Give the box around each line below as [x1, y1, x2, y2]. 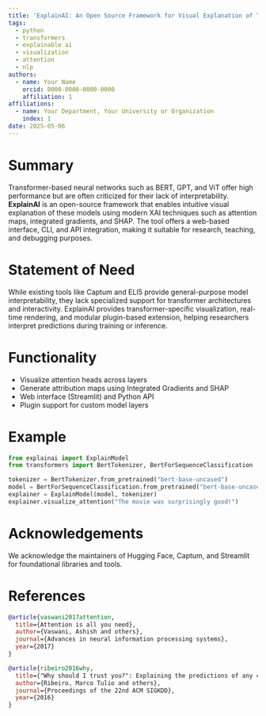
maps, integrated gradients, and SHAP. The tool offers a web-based [8, 216, 230, 226]
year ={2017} [15, 643, 55, 651]
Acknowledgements [8, 524, 144, 542]
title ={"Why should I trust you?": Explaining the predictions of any [15, 672, 253, 680]
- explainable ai [15, 41, 73, 49]
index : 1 [22, 115, 51, 123]
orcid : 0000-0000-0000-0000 [22, 85, 115, 94]
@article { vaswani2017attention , [8, 613, 115, 621]
